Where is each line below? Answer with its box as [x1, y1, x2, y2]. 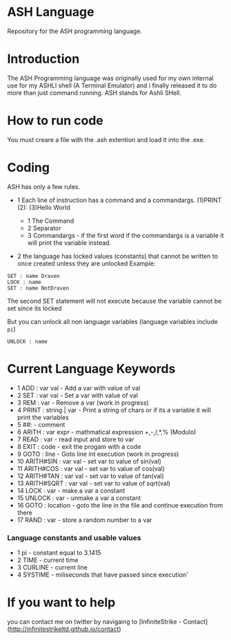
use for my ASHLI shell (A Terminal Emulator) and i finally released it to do [7, 81, 217, 90]
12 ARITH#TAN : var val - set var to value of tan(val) [17, 472, 164, 480]
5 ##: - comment [17, 420, 66, 428]
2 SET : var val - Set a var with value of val [17, 391, 138, 399]
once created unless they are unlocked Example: [17, 259, 156, 268]
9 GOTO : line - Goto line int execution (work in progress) [17, 450, 179, 458]
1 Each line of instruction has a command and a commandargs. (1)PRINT [17, 196, 222, 204]
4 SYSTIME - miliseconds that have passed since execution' [17, 570, 188, 579]
